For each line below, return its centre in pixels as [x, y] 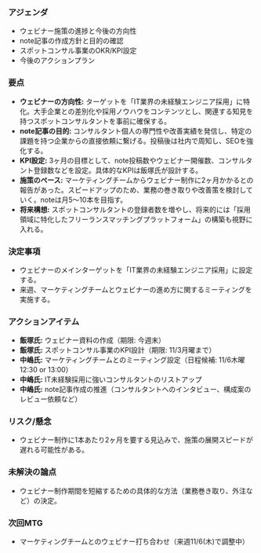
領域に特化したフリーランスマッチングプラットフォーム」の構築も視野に [136, 219]
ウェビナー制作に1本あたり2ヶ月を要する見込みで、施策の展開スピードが [136, 440]
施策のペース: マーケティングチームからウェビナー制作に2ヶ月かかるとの [136, 180]
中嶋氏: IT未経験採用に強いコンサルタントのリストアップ [111, 379]
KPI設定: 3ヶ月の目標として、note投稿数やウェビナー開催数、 [119, 160]
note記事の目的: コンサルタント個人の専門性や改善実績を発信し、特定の [136, 130]
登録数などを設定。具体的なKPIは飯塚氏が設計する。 [118, 170]
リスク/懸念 [30, 422]
